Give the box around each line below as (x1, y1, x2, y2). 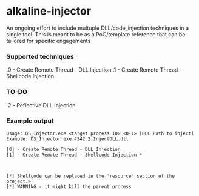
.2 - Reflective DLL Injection (6, 101, 76, 109)
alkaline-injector (6, 4, 92, 18)
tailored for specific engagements (6, 37, 91, 44)
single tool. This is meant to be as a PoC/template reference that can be (6, 30, 186, 38)
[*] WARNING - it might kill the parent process (6, 183, 132, 189)
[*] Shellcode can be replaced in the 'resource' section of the (6, 173, 175, 179)
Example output (6, 117, 54, 125)
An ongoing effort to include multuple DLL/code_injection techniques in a (6, 24, 189, 32)
